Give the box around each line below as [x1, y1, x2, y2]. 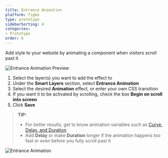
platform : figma [5, 12, 39, 17]
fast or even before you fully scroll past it [25, 138, 111, 144]
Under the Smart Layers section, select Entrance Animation [12, 80, 139, 86]
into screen [12, 96, 37, 102]
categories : [5, 26, 30, 31]
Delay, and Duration [25, 127, 67, 133]
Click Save [12, 102, 35, 108]
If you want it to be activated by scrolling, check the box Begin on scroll [12, 91, 163, 97]
